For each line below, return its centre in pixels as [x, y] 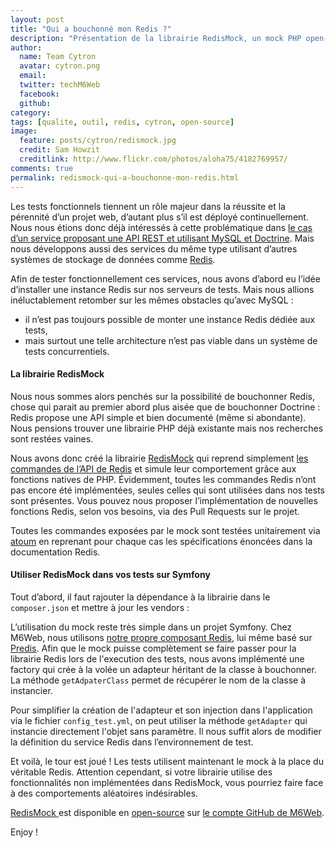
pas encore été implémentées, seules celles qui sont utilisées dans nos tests [167, 490]
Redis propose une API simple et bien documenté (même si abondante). [158, 417]
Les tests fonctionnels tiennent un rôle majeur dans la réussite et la [148, 206]
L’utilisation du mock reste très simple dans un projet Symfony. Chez [151, 627]
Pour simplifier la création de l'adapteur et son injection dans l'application [161, 710]
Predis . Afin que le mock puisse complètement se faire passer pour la [153, 648]
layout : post [37, 19]
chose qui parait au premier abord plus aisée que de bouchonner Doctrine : [165, 407]
